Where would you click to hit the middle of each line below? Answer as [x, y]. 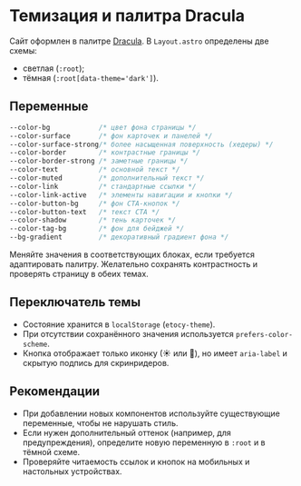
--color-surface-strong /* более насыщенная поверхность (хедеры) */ [141, 144]
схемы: [24, 50]
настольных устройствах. [72, 471]
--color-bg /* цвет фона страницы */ [103, 127]
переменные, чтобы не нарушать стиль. [100, 422]
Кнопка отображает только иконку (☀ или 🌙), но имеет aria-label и [155, 353]
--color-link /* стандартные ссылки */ [103, 186]
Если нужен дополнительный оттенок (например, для [126, 432]
